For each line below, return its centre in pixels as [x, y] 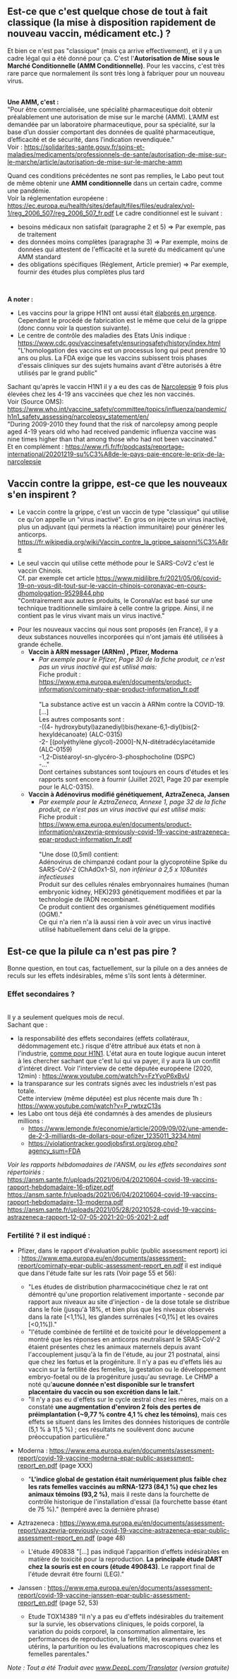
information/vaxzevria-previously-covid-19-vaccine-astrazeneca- [134, 832]
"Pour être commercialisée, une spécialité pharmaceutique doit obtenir [110, 109]
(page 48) [111, 1538]
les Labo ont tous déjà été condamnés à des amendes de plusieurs [115, 1113]
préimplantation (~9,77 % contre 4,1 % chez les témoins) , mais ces [127, 1414]
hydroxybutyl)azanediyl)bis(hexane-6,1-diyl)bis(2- [127, 727]
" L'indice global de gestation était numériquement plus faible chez [127, 1479]
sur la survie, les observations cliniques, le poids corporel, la [116, 1624]
